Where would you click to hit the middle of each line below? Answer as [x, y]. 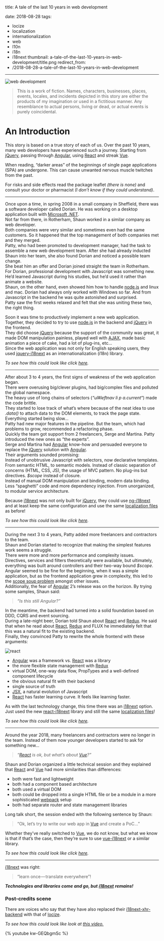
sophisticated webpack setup [42, 799]
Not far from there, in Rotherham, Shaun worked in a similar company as [78, 219]
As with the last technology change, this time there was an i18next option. [79, 706]
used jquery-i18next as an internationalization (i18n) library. [64, 353]
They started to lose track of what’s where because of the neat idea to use [80, 408]
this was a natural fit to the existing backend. [50, 631]
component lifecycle [33, 676]
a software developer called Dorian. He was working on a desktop [72, 209]
